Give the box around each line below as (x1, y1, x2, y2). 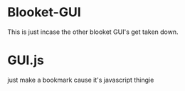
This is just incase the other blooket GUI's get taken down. (7, 28, 179, 36)
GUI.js (7, 52, 44, 68)
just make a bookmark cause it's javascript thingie (7, 75, 154, 84)
